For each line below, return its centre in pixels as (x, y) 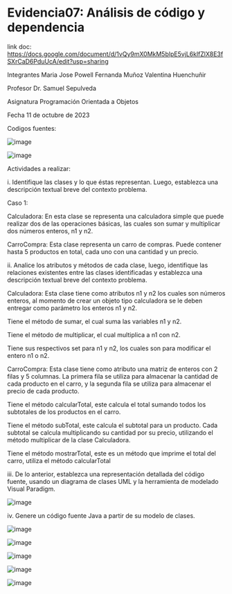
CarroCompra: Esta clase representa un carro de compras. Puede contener (114, 244)
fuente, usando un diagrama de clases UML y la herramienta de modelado (113, 481)
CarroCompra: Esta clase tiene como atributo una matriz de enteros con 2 (113, 369)
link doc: (19, 46)
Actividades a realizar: (39, 168)
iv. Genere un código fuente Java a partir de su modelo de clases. (101, 515)
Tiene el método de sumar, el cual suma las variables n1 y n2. (95, 321)
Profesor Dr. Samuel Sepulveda (52, 88)
